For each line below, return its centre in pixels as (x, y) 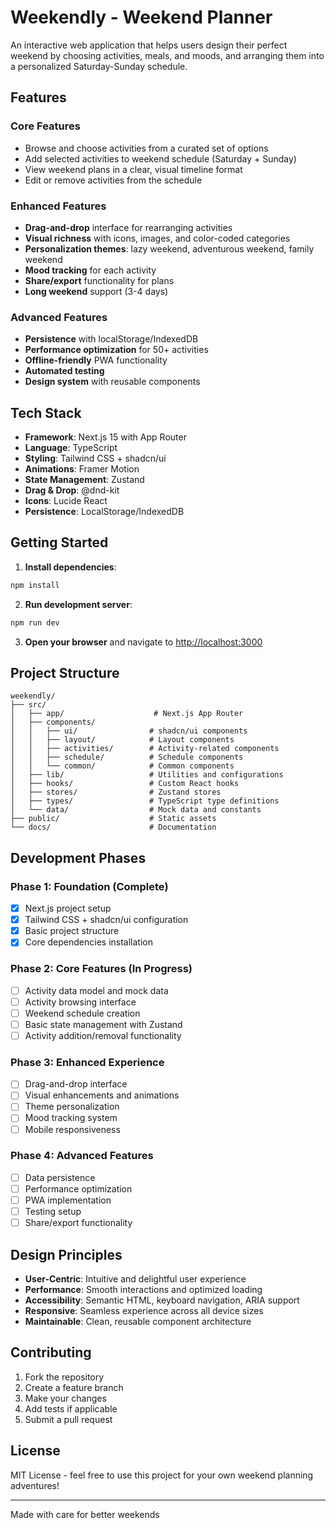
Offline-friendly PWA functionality (96, 360)
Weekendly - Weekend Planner (141, 17)
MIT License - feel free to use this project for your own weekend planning (162, 1475)
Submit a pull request (68, 1419)
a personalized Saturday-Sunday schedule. (99, 66)
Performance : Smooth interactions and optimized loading (143, 1289)
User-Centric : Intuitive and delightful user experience (135, 1278)
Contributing (51, 1352)
